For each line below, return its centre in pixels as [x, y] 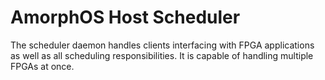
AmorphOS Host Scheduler [125, 17]
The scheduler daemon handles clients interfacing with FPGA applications [162, 45]
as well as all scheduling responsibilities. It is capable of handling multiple [162, 55]
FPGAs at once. [42, 66]
